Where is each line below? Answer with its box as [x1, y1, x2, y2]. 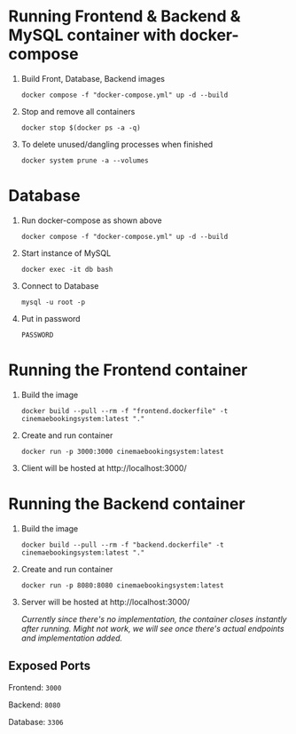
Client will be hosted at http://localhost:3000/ [20, 462, 187, 473]
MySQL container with [8, 25, 176, 45]
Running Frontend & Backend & [8, 6, 241, 27]
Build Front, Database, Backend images [20, 73, 166, 84]
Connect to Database [20, 280, 99, 291]
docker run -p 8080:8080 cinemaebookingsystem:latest [20, 580, 224, 590]
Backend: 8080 [8, 699, 61, 710]
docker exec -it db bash [20, 265, 113, 274]
